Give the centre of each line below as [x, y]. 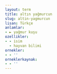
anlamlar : [15, 28]
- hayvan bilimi [25, 46]
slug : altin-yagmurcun [28, 18]
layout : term [18, 9]
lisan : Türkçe [19, 23]
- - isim [14, 41]
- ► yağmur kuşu [21, 32]
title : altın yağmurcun [29, 14]
